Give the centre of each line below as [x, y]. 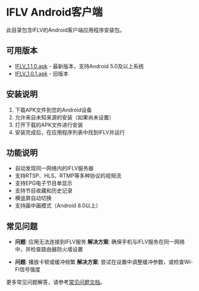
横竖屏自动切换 [33, 198]
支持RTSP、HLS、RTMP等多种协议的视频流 [68, 176]
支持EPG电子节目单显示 [43, 183]
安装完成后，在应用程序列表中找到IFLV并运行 [70, 132]
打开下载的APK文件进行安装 [49, 125]
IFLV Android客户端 [55, 12]
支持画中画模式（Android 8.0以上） [58, 206]
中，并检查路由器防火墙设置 [49, 249]
